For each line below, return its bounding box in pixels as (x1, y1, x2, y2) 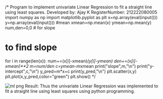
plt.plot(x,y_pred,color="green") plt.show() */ (5, 73, 96, 79)
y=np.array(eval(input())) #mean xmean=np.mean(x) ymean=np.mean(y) (5, 20, 152, 25)
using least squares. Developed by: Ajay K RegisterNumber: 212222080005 (5, 9, 158, 15)
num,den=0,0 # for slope (5, 25, 55, 31)
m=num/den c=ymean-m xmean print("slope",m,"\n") (29, 63, 136, 69)
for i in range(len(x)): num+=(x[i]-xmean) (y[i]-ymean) (5, 58, 113, 64)
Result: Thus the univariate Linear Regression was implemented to (24, 83, 158, 89)
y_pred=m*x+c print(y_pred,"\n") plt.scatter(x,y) (40, 68, 137, 74)
